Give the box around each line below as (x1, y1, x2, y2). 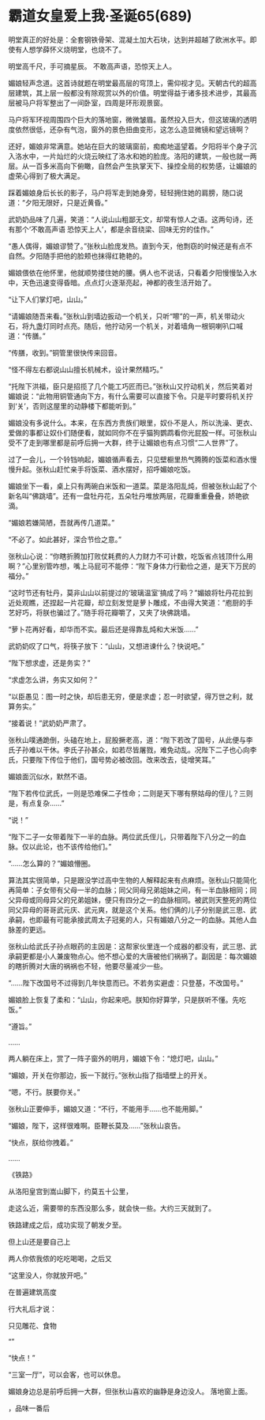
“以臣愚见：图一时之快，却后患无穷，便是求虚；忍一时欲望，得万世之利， (8, 691, 247, 701)
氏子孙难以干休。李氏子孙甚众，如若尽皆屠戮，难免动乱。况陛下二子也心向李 (8, 744, 257, 755)
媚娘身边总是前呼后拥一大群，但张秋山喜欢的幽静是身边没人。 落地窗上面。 (8, 1386, 252, 1396)
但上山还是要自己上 (8, 1237, 71, 1246)
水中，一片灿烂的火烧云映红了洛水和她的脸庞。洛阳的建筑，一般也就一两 (21, 151, 257, 160)
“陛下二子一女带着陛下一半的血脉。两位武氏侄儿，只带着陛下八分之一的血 (8, 831, 247, 842)
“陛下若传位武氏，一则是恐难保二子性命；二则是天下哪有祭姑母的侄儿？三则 (8, 788, 254, 798)
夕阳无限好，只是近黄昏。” (24, 198, 108, 207)
